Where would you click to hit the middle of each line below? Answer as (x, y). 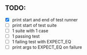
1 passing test (26, 36)
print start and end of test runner (45, 19)
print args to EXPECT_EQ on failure (47, 47)
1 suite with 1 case (30, 31)
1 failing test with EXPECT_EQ (42, 42)
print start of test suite (34, 25)
